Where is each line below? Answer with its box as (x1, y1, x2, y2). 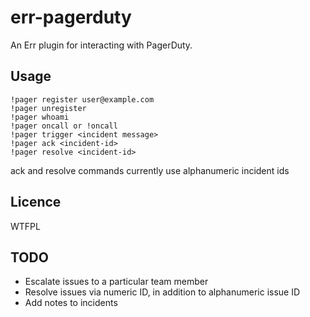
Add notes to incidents (24, 297, 118, 309)
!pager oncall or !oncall (10, 121, 118, 131)
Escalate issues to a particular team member (24, 276, 209, 288)
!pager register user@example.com (10, 94, 155, 105)
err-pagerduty (10, 6, 132, 29)
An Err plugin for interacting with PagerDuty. (10, 39, 193, 51)
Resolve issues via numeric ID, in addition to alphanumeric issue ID (24, 286, 301, 298)
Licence (10, 194, 62, 211)
